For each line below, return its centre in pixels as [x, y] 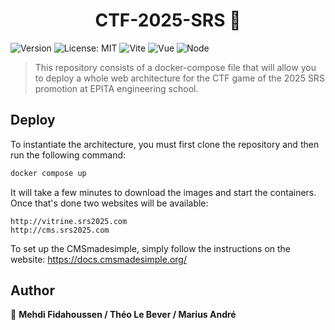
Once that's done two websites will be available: [109, 203]
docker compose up [48, 173]
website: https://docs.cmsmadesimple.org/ [98, 259]
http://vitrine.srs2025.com [69, 221]
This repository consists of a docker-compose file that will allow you [175, 67]
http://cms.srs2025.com [60, 230]
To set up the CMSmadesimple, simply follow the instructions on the [151, 248]
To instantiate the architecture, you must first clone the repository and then [165, 144]
